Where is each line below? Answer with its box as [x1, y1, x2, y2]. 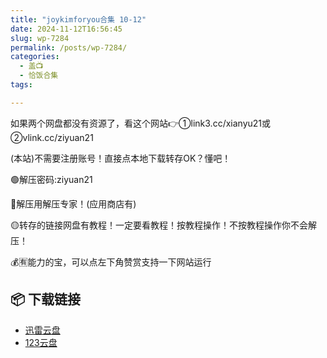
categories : [10, 52, 60, 62]
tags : [10, 80, 33, 90]
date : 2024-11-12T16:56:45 [10, 24, 123, 34]
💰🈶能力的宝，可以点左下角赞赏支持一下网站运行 [10, 256, 212, 268]
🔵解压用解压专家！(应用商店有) [10, 197, 137, 210]
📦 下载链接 [10, 291, 82, 308]
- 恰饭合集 [19, 71, 59, 81]
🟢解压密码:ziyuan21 [10, 173, 93, 185]
